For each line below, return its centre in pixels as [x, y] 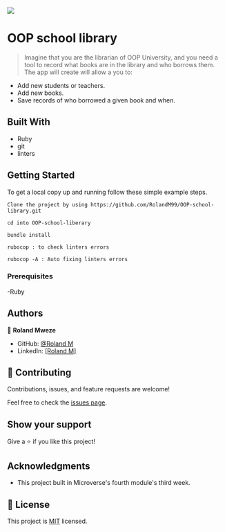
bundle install [29, 235]
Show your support [49, 424]
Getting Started [41, 176]
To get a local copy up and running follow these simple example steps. [107, 192]
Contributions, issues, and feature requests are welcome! [89, 389]
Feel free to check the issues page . [57, 402]
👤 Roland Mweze [32, 330]
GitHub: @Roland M [45, 344]
